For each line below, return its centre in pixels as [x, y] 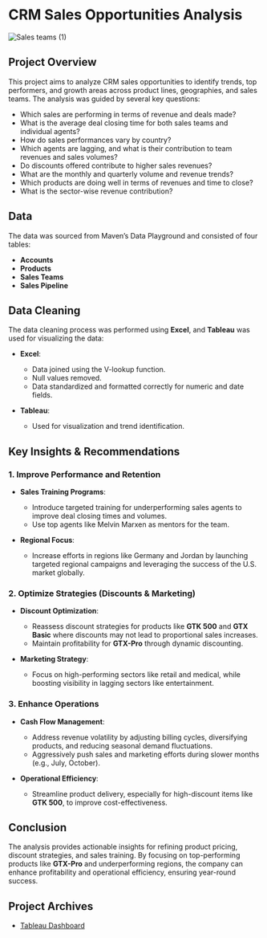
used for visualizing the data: [56, 338]
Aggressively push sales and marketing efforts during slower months [146, 754]
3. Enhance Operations [54, 704]
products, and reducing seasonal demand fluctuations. [122, 745]
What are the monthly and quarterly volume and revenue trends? [127, 173]
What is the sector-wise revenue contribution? [96, 191]
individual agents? [50, 131]
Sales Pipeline [44, 285]
